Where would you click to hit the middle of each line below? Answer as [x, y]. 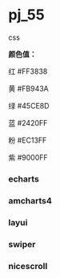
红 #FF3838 [28, 71]
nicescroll [28, 266]
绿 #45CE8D [29, 105]
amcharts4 [30, 200]
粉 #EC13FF [28, 140]
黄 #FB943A [29, 88]
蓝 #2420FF [28, 122]
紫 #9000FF [28, 157]
